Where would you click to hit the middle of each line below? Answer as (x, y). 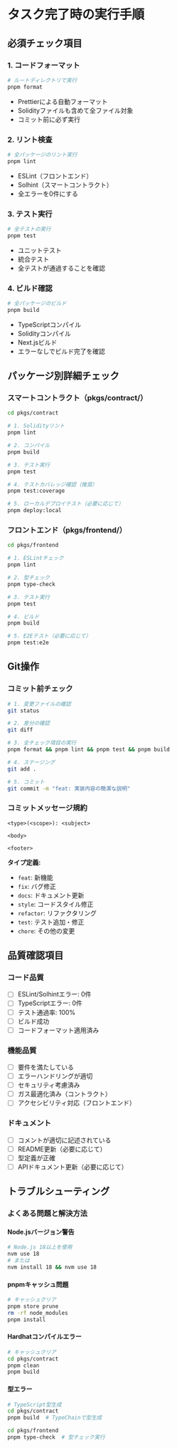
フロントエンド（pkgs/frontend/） (67, 530)
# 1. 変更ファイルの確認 (39, 704)
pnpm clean (23, 1365)
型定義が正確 (36, 1157)
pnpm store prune (33, 1306)
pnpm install (27, 1319)
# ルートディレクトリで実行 (42, 80)
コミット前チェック (40, 689)
